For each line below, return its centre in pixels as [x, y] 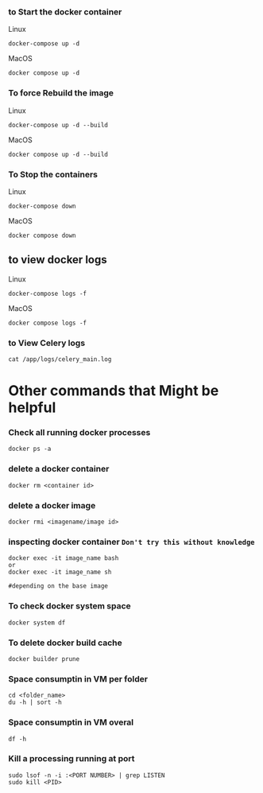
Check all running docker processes [79, 433]
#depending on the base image [58, 586]
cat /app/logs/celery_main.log [60, 360]
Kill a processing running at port [72, 759]
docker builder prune [44, 659]
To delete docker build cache [65, 643]
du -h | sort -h [35, 702]
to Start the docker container [65, 12]
